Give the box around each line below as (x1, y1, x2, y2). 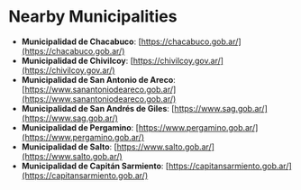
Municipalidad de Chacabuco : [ (21, 36, 141, 47)
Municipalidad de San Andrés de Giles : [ (21, 103, 175, 113)
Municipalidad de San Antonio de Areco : (21, 74, 177, 85)
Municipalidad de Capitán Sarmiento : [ (21, 160, 169, 171)
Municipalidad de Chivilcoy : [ (21, 55, 134, 66)
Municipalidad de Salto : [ (21, 141, 118, 152)
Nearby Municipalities (8, 6, 178, 27)
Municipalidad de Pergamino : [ (21, 122, 139, 132)
